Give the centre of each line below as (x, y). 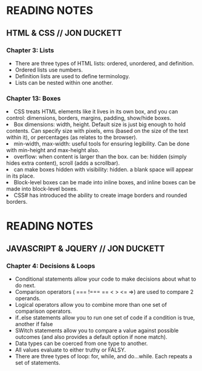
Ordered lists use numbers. (49, 70)
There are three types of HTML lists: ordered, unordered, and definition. (105, 63)
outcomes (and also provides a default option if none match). (91, 337)
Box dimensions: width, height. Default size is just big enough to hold (100, 124)
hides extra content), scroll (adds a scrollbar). (63, 163)
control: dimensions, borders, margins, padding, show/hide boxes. (89, 118)
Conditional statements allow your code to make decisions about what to (106, 279)
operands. (28, 298)
